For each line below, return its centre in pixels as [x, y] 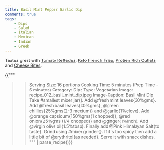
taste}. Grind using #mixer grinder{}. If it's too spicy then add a [93, 131]
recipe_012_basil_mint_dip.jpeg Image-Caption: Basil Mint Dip [91, 95]
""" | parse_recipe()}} [51, 142]
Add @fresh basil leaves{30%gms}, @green [74, 105]
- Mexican [24, 37]
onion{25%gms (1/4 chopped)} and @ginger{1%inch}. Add [89, 121]
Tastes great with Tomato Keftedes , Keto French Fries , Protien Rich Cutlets [81, 60]
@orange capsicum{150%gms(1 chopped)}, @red [80, 116]
